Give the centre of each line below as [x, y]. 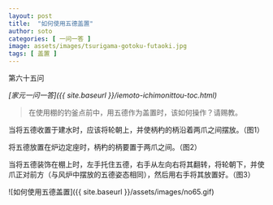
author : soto [30, 31]
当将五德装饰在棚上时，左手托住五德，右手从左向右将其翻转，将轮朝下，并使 [136, 164]
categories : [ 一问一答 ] [50, 39]
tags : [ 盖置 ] [33, 54]
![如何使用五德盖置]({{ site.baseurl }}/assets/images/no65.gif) [111, 192]
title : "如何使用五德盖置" [51, 24]
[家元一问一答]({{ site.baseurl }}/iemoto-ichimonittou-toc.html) [113, 95]
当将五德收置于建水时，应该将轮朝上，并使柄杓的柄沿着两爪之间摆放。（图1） [136, 130]
